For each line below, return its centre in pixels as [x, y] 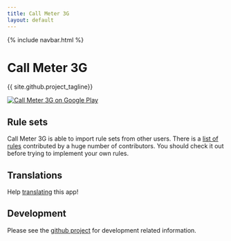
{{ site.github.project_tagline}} [50, 87]
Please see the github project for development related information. [102, 230]
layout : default [30, 20]
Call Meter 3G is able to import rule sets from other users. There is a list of [113, 139]
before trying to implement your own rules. [68, 154]
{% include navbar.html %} [46, 39]
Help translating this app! [43, 192]
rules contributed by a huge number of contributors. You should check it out [115, 146]
